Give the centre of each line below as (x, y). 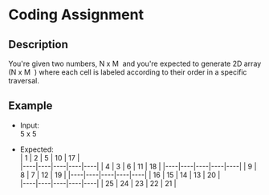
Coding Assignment (76, 15)
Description (38, 45)
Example (31, 106)
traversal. (24, 81)
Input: (30, 125)
